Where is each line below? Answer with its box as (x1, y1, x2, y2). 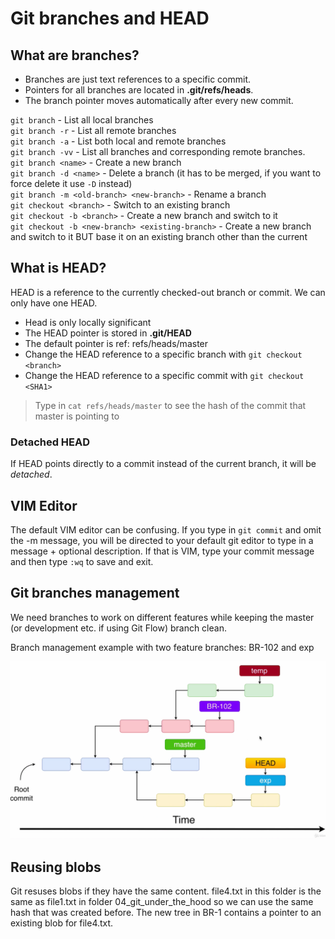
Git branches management (10, 585, 180, 602)
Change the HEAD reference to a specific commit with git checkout (24, 369, 305, 381)
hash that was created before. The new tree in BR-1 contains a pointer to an (10, 907, 322, 919)
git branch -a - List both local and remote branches (10, 135, 227, 147)
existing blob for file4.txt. (10, 917, 114, 929)
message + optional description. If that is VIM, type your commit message (10, 545, 315, 557)
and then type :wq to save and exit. (10, 555, 154, 567)
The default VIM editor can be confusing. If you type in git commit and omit (10, 523, 322, 536)
